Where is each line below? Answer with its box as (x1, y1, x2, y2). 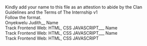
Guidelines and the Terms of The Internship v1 (5, 9, 98, 15)
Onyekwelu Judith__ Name (5, 20, 59, 25)
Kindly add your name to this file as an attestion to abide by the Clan (5, 4, 143, 10)
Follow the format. (5, 15, 42, 20)
